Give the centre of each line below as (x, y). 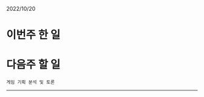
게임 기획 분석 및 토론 (31, 83)
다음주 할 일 (33, 65)
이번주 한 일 (33, 35)
